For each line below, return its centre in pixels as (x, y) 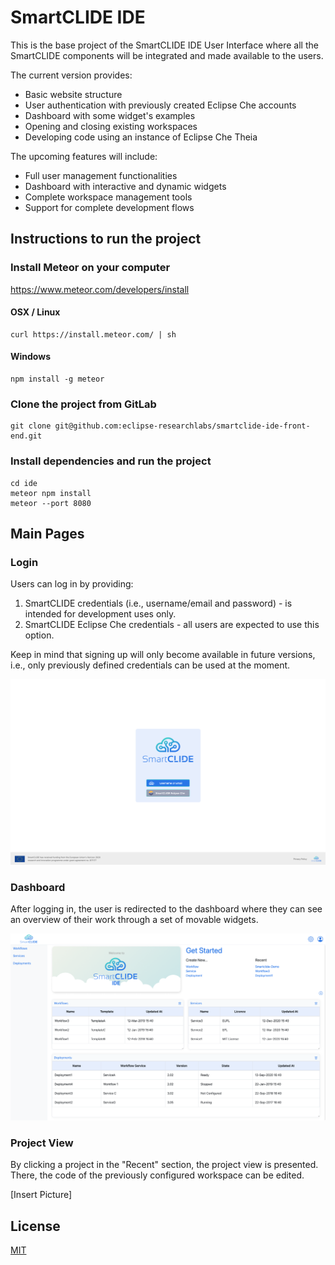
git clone (31, 426)
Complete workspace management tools (108, 197)
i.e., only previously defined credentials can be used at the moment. (150, 665)
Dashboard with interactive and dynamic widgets (125, 186)
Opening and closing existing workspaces (111, 126)
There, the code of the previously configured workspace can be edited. (157, 1175)
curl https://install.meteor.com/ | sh (93, 334)
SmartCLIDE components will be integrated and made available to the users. (167, 55)
